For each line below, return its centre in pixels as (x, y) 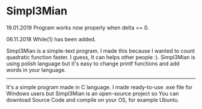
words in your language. (36, 69)
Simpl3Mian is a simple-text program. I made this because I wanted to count (101, 51)
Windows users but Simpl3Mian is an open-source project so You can (93, 93)
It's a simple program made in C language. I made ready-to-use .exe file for (99, 87)
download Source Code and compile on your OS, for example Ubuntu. (93, 99)
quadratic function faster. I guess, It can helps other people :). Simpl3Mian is (101, 57)
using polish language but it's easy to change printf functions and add (93, 63)
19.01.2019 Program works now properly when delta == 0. (78, 28)
